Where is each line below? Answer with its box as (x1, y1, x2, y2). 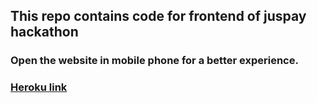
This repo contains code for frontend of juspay (10, 8, 307, 25)
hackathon (10, 24, 79, 41)
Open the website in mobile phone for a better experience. (10, 54, 299, 68)
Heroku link (10, 80, 68, 94)
